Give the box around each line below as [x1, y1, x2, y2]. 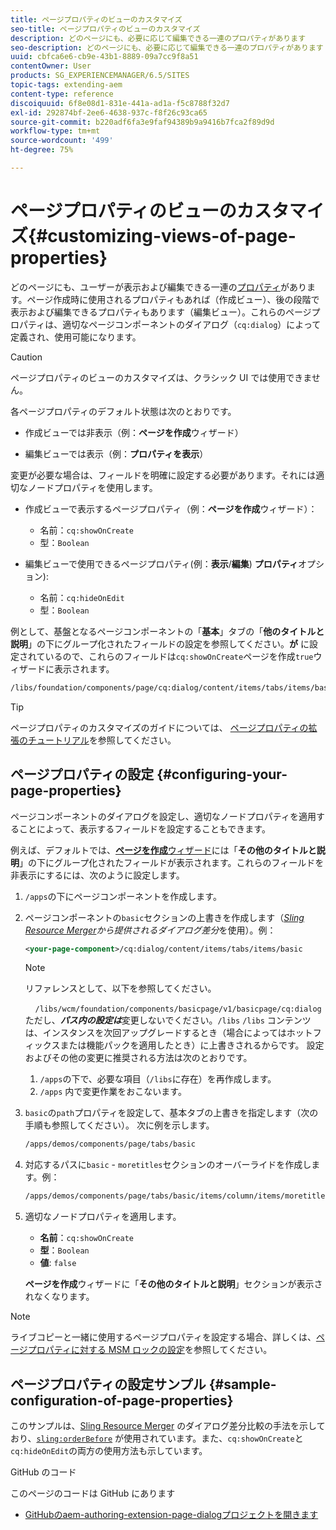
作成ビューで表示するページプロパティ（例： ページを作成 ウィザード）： [24, 502, 318, 515]
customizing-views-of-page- [47, 225, 297, 248]
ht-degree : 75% [10, 145, 74, 155]
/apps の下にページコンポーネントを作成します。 [24, 890, 222, 902]
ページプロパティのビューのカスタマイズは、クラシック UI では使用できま [10, 371, 312, 383]
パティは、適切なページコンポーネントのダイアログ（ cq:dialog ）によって [18, 318, 322, 330]
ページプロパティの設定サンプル [10, 1376, 207, 1393]
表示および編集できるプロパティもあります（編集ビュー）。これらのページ [10, 306, 312, 318]
